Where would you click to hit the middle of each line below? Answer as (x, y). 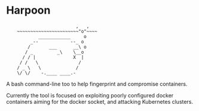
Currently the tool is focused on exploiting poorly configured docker (90, 95)
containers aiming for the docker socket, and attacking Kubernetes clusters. (99, 102)
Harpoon (28, 10)
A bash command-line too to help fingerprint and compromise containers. (97, 84)
